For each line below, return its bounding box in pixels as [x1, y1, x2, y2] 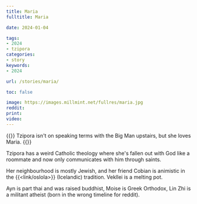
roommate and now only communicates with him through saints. [6, 156, 162, 163]
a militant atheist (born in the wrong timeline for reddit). [6, 191, 140, 198]
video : [6, 116, 22, 122]
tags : [6, 35, 19, 41]
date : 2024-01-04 [6, 25, 49, 30]
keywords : [6, 62, 31, 68]
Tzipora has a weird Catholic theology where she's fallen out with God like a [6, 149, 190, 157]
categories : [6, 52, 35, 57]
